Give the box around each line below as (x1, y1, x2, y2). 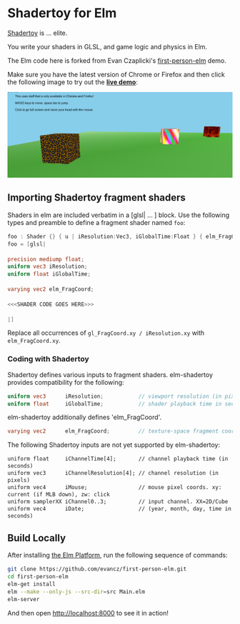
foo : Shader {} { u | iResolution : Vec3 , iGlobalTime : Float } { (7, 233, 203, 240)
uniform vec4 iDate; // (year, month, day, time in (7, 505, 232, 513)
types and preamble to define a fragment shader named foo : (7, 218, 186, 226)
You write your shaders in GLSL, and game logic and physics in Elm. (7, 42, 208, 51)
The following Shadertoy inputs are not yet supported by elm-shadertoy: (7, 441, 220, 449)
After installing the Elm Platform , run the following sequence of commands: (7, 551, 228, 560)
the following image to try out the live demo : (7, 77, 138, 86)
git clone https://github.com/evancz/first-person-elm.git (7, 565, 187, 573)
